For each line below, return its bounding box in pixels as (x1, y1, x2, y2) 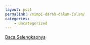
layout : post (5, 7, 32, 12)
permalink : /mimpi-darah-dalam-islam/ (5, 12, 85, 17)
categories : (5, 16, 30, 21)
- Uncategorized (14, 21, 48, 26)
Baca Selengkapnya (5, 34, 46, 40)
